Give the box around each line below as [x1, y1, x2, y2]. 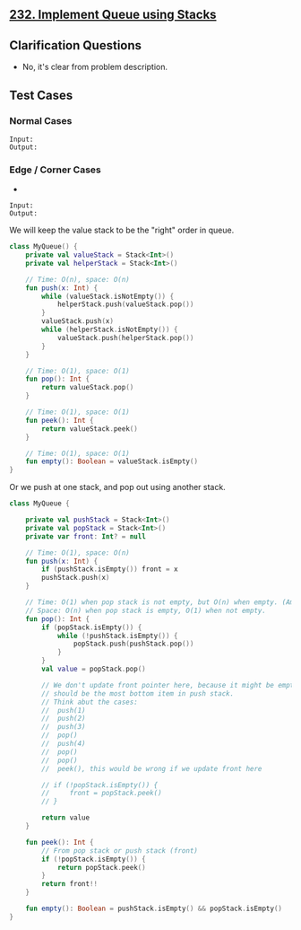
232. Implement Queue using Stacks [9, 7, 217, 22]
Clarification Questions [9, 38, 142, 53]
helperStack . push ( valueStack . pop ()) [56, 300, 194, 309]
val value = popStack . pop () [41, 664, 146, 674]
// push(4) [41, 740, 87, 749]
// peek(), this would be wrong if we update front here [41, 764, 262, 773]
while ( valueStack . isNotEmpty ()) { [41, 292, 175, 301]
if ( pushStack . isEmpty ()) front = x [41, 565, 178, 574]
